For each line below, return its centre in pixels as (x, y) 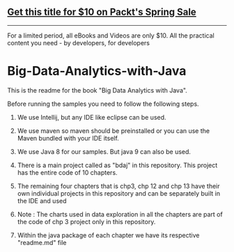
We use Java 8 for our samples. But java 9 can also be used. (104, 151)
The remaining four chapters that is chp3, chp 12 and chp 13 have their (119, 186)
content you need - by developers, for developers (78, 42)
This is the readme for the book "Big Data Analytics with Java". (97, 90)
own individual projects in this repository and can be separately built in (119, 193)
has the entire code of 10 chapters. (67, 172)
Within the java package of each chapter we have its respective (108, 235)
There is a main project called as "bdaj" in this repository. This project (117, 165)
